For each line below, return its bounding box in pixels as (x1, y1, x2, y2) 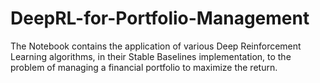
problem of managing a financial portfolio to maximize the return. (10, 61, 278, 73)
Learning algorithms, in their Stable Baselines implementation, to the (10, 50, 292, 62)
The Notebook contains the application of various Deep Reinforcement (10, 40, 302, 52)
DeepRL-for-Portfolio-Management (10, 7, 310, 30)
